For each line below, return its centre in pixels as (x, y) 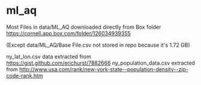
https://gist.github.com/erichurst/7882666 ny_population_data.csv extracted (100, 63)
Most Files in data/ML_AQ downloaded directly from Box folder (84, 27)
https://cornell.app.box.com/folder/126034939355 (68, 33)
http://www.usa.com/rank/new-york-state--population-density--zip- (104, 69)
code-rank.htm (25, 75)
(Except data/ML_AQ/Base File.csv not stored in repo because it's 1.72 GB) (98, 45)
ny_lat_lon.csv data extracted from (49, 56)
